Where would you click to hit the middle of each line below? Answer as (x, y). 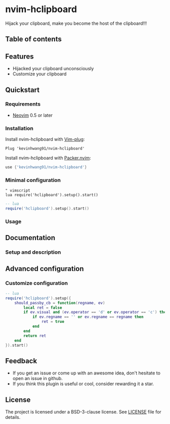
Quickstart (23, 90)
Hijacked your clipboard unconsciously (53, 69)
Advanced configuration (45, 269)
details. (13, 417)
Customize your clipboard (39, 74)
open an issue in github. (38, 379)
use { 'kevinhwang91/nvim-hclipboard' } (46, 167)
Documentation (30, 238)
